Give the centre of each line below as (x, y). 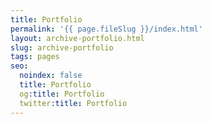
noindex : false (51, 76)
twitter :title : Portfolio (73, 103)
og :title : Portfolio (62, 94)
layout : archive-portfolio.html (77, 38)
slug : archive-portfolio (62, 47)
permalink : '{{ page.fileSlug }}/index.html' (106, 29)
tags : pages (35, 57)
